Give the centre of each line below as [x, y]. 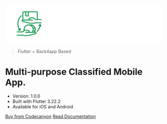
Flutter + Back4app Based [44, 51]
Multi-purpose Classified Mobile [74, 72]
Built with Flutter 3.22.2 [36, 101]
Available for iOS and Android [43, 107]
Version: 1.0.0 [26, 96]
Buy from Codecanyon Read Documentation [50, 116]
